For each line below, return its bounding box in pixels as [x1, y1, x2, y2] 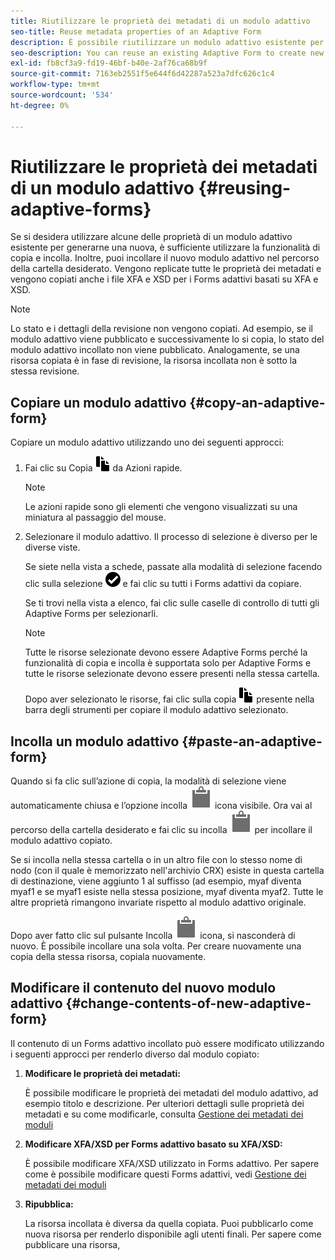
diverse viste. [24, 541, 81, 554]
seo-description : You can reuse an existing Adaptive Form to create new [10, 48, 325, 58]
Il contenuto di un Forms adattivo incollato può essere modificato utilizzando [10, 1037, 325, 1049]
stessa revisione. [10, 365, 80, 377]
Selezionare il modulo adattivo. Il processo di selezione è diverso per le [24, 531, 318, 543]
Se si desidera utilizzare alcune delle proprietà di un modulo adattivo [10, 231, 293, 243]
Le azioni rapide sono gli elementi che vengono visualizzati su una [24, 501, 298, 513]
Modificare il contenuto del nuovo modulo [10, 980, 277, 997]
